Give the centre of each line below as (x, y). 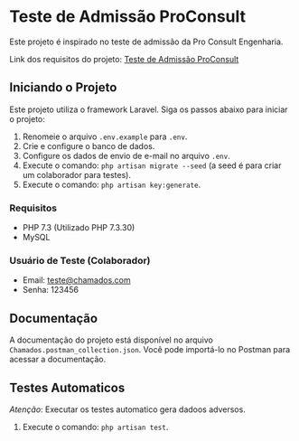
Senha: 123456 (51, 290)
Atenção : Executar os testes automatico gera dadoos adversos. (127, 409)
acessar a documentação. (58, 360)
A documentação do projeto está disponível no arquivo (112, 340)
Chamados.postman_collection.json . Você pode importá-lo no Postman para (150, 350)
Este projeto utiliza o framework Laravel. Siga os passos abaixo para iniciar (149, 109)
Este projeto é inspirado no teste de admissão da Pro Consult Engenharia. (146, 42)
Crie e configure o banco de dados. (89, 145)
